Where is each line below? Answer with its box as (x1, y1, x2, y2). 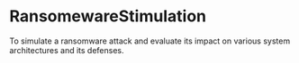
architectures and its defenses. (9, 44, 124, 55)
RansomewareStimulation (9, 6, 207, 27)
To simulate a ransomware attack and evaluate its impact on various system (9, 35, 291, 46)
